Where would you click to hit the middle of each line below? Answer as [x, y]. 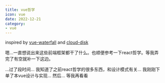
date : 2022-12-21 [23, 19]
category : [15, 24]
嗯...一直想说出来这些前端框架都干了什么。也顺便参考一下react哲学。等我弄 [82, 53]
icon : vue [15, 14]
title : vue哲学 [20, 10]
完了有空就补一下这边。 [29, 59]
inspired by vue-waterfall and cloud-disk [47, 42]
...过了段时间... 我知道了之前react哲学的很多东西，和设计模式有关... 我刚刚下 [82, 70]
